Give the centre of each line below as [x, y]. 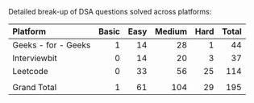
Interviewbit [35, 58]
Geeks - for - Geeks [52, 45]
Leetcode [30, 71]
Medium [171, 31]
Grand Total [35, 87]
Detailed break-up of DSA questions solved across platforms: [110, 12]
